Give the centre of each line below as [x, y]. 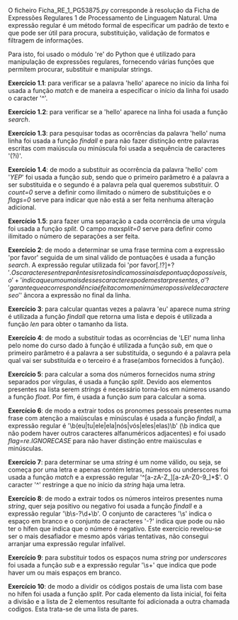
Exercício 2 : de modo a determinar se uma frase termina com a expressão [117, 250]
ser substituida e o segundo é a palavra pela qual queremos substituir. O [114, 185]
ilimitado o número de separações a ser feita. [74, 236]
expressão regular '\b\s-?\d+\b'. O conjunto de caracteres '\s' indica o [110, 513]
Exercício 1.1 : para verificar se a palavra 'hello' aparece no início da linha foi [119, 83]
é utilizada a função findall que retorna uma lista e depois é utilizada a [110, 316]
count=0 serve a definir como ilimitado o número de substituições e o [110, 192]
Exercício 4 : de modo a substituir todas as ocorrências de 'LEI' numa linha [117, 338]
